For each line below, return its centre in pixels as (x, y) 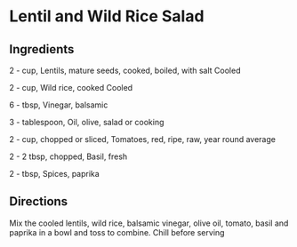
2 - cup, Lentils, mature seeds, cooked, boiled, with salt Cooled (125, 70)
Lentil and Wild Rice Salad (107, 16)
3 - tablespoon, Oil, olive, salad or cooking (87, 122)
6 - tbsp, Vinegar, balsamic (59, 105)
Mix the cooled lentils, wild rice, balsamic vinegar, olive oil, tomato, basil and (149, 223)
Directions (39, 202)
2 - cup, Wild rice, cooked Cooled (71, 88)
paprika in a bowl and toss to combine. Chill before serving (117, 232)
